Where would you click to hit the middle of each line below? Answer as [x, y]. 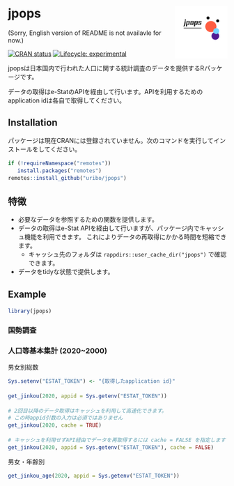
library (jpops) [30, 311]
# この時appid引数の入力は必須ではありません [65, 418]
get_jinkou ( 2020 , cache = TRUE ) [55, 425]
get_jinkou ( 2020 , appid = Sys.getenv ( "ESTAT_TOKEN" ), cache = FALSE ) [111, 447]
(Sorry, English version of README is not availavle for [85, 33]
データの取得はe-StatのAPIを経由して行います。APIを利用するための [106, 91]
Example [27, 294]
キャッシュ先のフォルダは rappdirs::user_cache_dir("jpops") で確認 [127, 255]
